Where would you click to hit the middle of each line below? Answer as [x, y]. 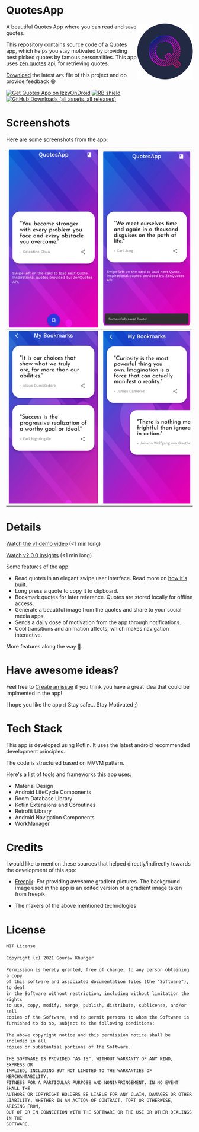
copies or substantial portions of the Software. [69, 1047]
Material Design [34, 786]
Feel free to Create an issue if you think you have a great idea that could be [98, 686]
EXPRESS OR [20, 1065]
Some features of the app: [38, 567]
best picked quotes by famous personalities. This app [72, 57]
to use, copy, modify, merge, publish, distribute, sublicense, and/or [96, 1006]
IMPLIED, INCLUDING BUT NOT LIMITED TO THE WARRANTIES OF [79, 1071]
